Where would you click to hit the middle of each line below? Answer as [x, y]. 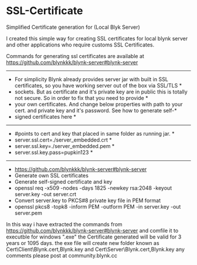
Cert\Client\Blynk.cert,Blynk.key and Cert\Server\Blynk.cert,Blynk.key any [95, 249]
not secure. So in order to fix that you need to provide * [81, 98]
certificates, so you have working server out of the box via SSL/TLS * [98, 85]
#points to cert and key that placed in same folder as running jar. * [94, 133]
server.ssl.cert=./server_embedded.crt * [63, 140]
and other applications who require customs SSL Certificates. [80, 45]
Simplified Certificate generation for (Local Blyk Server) [73, 27]
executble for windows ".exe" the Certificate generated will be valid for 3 [94, 237]
